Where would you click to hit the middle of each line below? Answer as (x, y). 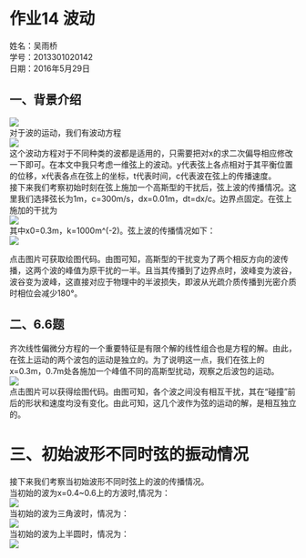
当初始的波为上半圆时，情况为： (69, 533)
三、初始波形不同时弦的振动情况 (129, 454)
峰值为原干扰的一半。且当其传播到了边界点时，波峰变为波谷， (181, 270)
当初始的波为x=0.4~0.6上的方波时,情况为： (90, 492)
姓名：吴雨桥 (33, 46)
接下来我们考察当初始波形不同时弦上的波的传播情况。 (109, 481)
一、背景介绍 (46, 100)
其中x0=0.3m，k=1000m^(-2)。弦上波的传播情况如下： (112, 230)
